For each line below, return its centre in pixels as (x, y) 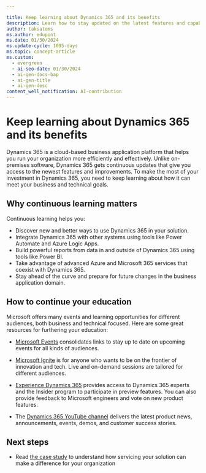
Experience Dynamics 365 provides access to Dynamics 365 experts (102, 385)
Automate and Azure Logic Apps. (57, 244)
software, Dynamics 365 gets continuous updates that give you (111, 165)
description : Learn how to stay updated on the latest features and (96, 23)
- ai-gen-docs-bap (36, 74)
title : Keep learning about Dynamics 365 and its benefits (83, 17)
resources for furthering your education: (57, 329)
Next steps (28, 442)
